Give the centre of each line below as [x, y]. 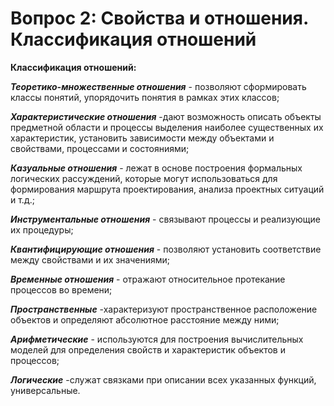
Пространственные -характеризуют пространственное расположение [164, 309]
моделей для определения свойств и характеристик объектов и [148, 349]
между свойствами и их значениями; [90, 259]
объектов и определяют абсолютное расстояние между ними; [145, 319]
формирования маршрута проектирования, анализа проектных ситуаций [167, 189]
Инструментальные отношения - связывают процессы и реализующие [165, 219]
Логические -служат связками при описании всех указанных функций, [163, 379]
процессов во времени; [61, 289]
